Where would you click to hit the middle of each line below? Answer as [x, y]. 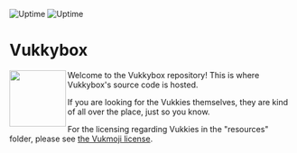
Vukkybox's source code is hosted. [133, 85]
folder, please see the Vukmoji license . [81, 139]
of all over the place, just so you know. [139, 112]
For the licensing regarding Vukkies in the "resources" [168, 129]
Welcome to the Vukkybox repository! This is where [163, 75]
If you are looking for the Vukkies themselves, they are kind [178, 102]
